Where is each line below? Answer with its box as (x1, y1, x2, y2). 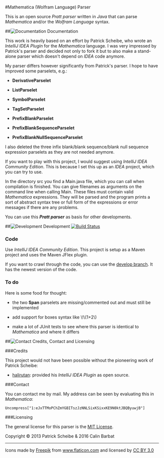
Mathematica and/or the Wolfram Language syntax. (5, 19, 110, 24)
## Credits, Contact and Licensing (5, 338, 95, 344)
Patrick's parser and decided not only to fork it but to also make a (5, 48, 137, 54)
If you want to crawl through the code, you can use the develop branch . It (5, 261, 153, 267)
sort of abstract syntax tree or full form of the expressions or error (5, 199, 138, 205)
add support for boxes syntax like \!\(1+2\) (12, 314, 97, 320)
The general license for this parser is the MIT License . (5, 423, 114, 430)
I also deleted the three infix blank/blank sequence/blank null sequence (5, 144, 149, 150)
